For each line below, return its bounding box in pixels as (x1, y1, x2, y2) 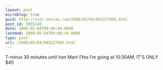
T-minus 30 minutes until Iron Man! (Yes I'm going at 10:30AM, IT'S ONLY (5, 54, 158, 60)
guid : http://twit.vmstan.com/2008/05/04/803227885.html (5, 17, 128, 22)
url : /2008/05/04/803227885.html (5, 40, 76, 45)
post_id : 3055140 (5, 21, 42, 27)
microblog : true (5, 12, 39, 17)
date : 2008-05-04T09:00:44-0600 (5, 26, 73, 31)
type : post (5, 36, 28, 41)
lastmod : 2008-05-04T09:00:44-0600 (5, 31, 80, 36)
